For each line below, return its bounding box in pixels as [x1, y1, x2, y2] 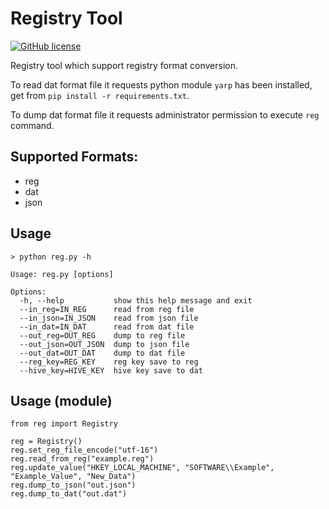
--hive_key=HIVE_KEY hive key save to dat [19, 365, 203, 376]
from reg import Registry [10, 419, 118, 429]
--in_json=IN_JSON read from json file [19, 313, 199, 323]
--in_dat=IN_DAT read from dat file [19, 322, 195, 332]
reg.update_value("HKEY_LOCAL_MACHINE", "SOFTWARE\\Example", [10, 463, 275, 473]
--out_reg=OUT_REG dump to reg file [19, 330, 186, 341]
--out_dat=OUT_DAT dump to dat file [19, 348, 186, 358]
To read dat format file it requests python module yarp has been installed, [10, 78, 313, 91]
